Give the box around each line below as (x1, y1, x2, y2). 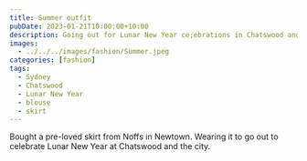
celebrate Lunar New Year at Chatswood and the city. (9, 141, 211, 152)
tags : (9, 65, 30, 74)
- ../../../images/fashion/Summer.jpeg (17, 47, 170, 56)
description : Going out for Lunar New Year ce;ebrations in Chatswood (9, 30, 284, 39)
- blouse (17, 97, 51, 107)
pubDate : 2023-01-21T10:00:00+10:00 (9, 22, 149, 31)
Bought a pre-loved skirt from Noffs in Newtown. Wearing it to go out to (9, 131, 279, 142)
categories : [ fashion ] (9, 55, 96, 65)
